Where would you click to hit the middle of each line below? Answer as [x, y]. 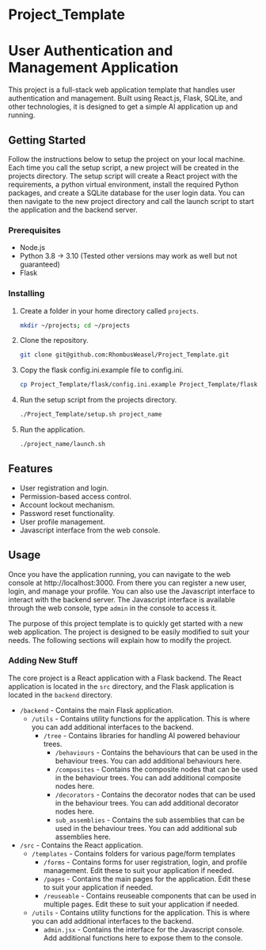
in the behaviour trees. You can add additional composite [148, 777]
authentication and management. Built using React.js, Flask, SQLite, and [125, 98]
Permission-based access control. [76, 496]
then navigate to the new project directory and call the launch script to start [131, 201]
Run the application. [52, 429]
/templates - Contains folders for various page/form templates [133, 853]
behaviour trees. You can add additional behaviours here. [148, 760]
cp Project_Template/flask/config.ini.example [98, 385]
